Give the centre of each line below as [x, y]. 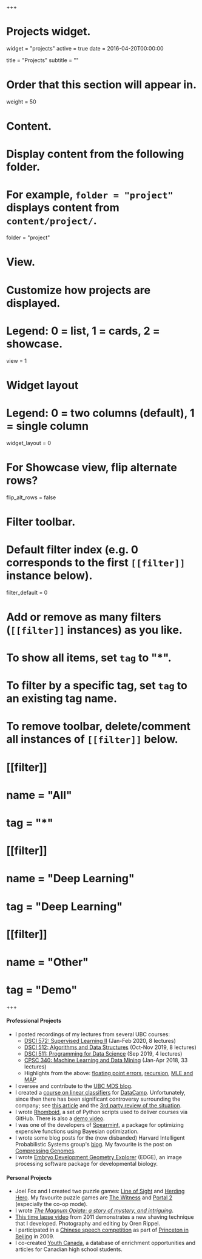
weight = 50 [21, 102]
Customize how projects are [78, 290]
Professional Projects [34, 1021]
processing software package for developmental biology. [86, 1164]
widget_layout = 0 [29, 443]
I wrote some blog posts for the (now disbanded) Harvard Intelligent [100, 1138]
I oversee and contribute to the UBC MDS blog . [74, 1086]
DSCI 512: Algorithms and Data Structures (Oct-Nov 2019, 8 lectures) [110, 1047]
